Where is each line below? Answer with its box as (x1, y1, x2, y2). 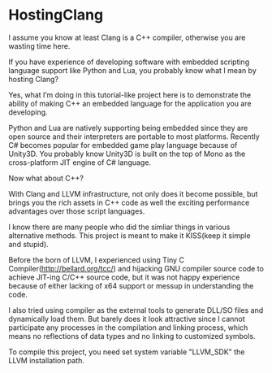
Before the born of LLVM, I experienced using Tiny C (8, 254, 185, 265)
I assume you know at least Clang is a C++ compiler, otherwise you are (8, 33, 246, 42)
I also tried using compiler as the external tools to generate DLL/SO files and (8, 305, 264, 314)
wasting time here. (8, 41, 71, 50)
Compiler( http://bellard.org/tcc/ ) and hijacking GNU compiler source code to (8, 263, 264, 273)
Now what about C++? (8, 173, 84, 183)
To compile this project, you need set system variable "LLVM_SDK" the (8, 347, 245, 357)
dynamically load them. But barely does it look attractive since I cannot (8, 314, 245, 323)
